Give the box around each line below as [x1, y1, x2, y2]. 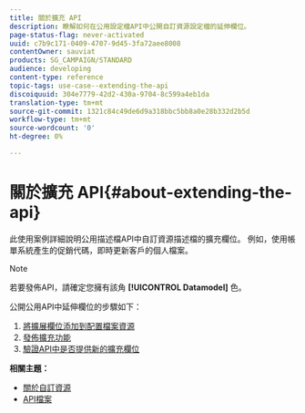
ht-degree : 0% [9, 132, 64, 141]
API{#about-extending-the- [76, 182, 293, 203]
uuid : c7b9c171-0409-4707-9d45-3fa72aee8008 [9, 38, 181, 48]
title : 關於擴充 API [9, 13, 82, 23]
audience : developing [9, 65, 92, 74]
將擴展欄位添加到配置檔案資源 [22, 320, 135, 331]
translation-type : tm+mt [9, 98, 104, 108]
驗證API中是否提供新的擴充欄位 [22, 343, 140, 354]
